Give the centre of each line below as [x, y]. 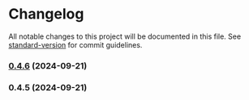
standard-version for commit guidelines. [75, 44]
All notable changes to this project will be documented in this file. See [125, 36]
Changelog [46, 14]
